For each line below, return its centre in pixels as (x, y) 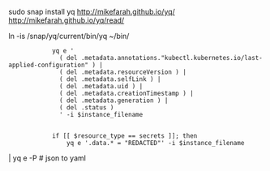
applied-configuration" (49, 65)
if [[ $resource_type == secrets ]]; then (124, 136)
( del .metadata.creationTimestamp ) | (127, 93)
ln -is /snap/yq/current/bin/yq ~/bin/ (69, 36)
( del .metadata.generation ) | (114, 100)
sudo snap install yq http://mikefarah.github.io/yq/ (92, 12)
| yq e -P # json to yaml (47, 158)
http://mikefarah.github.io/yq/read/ (66, 20)
